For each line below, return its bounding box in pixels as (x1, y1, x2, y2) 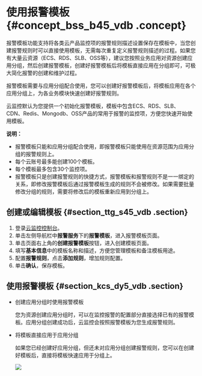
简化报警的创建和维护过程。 (11, 69, 80, 76)
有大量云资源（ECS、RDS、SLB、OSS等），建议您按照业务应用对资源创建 (6, 54, 188, 61)
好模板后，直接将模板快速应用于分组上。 (14, 351, 115, 359)
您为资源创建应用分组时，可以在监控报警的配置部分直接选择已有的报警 (14, 311, 189, 318)
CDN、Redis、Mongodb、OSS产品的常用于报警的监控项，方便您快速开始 (6, 109, 188, 117)
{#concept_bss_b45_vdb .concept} (6, 19, 186, 32)
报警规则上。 (25, 150, 58, 157)
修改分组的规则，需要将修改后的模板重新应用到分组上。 (14, 187, 152, 195)
